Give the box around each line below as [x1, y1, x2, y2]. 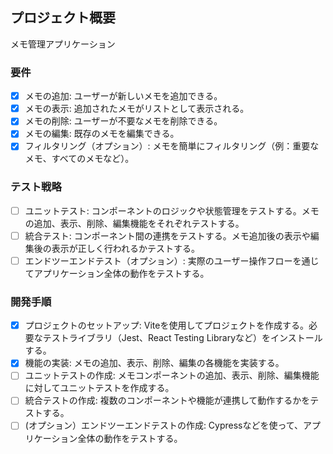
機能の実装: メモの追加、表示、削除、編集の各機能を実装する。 [24, 357, 285, 369]
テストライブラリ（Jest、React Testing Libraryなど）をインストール [42, 332, 323, 344]
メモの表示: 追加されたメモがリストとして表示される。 [24, 103, 250, 115]
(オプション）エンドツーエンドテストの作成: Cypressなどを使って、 [24, 419, 304, 432]
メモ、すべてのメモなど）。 [24, 153, 135, 165]
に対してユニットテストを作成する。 [24, 382, 175, 394]
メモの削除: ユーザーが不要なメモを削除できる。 [24, 115, 223, 127]
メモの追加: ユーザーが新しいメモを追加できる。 [24, 90, 223, 102]
